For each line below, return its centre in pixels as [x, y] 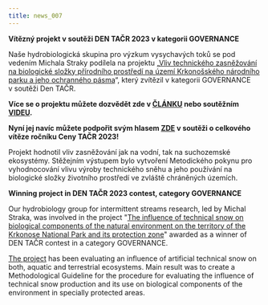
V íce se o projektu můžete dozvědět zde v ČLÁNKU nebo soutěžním [124, 104]
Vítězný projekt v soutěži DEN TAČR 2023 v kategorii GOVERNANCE [124, 39]
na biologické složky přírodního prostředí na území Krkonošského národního [134, 71]
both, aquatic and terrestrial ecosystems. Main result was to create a [122, 266]
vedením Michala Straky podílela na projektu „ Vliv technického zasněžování [133, 63]
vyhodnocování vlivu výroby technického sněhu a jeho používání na [120, 169]
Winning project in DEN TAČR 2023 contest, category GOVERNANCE [125, 193]
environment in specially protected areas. [77, 292]
